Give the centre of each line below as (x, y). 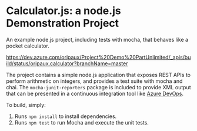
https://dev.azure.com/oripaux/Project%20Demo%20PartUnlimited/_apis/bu (98, 57)
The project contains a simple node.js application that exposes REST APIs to (98, 75)
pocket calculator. (28, 46)
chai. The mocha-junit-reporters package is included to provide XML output (98, 87)
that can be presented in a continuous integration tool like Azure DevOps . (95, 93)
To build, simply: (26, 105)
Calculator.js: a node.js (64, 11)
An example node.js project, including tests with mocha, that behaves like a (97, 39)
